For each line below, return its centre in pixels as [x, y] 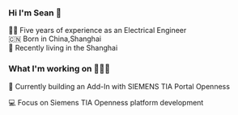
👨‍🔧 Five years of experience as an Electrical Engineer [98, 31]
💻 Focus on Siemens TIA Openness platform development [106, 102]
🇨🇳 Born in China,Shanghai [55, 39]
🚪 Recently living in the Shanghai [63, 48]
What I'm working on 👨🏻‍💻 [59, 69]
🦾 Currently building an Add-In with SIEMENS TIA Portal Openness [119, 86]
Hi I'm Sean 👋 [35, 13]
